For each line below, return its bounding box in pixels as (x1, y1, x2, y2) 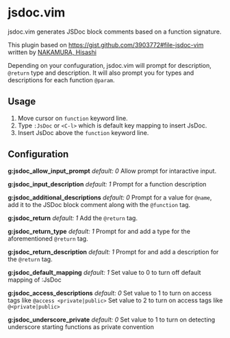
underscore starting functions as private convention (8, 322, 155, 330)
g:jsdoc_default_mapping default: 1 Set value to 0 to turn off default (8, 268, 201, 276)
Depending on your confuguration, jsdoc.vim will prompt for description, (8, 61, 212, 69)
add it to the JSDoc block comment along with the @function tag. (8, 200, 191, 208)
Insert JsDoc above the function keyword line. (17, 128, 149, 136)
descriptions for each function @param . (8, 75, 115, 84)
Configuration (8, 149, 69, 160)
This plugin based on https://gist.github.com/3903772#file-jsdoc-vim (8, 40, 204, 49)
